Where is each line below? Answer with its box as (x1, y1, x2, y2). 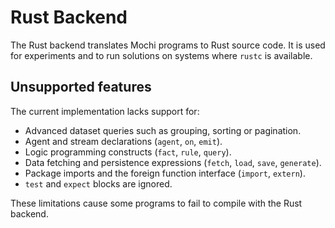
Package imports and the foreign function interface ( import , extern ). (24, 167, 306, 179)
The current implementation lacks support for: (10, 105, 200, 117)
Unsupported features (10, 79, 152, 96)
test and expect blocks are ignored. (24, 177, 173, 190)
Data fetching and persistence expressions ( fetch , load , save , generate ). (24, 156, 322, 168)
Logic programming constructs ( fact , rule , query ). (24, 146, 232, 158)
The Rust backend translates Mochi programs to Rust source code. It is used (10, 39, 326, 51)
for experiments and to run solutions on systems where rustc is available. (10, 49, 313, 61)
